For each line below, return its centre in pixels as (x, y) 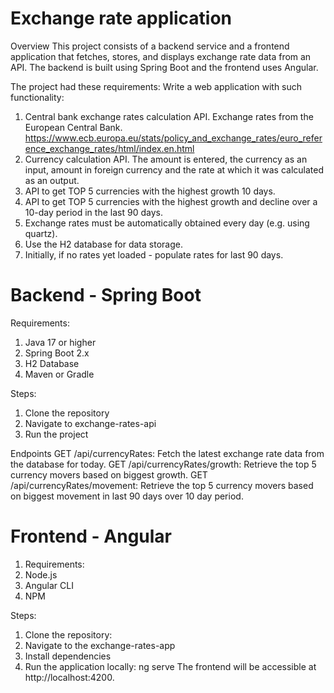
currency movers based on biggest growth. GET (109, 474)
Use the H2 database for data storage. (103, 244)
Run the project (56, 434)
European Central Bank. (73, 127)
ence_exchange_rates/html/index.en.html (109, 148)
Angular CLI (49, 585)
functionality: (37, 97)
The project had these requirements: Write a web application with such (156, 86)
